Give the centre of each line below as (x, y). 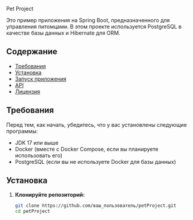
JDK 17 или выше (37, 142)
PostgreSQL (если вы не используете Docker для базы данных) (95, 161)
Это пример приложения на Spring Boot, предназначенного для (88, 20)
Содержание (32, 52)
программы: (22, 131)
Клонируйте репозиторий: (50, 195)
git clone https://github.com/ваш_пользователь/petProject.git (96, 206)
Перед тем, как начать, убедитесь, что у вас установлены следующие (96, 124)
